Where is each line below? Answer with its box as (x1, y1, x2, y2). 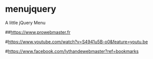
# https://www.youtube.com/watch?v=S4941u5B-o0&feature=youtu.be (5, 38, 148, 45)
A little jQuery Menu (5, 20, 46, 26)
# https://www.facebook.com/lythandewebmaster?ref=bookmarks (5, 48, 139, 54)
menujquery (5, 3, 57, 15)
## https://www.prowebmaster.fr (5, 29, 71, 35)
